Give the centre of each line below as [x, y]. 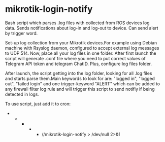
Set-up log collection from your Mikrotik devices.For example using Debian [81, 42]
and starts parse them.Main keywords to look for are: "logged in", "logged [80, 78]
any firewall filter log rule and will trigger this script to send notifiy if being [80, 89]
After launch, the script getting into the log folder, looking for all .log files [79, 73]
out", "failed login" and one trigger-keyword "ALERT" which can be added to [82, 84]
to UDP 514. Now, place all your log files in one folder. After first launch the [81, 53]
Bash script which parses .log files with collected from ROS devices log [77, 23]
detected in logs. [22, 94]
